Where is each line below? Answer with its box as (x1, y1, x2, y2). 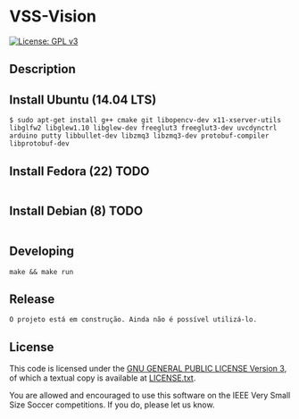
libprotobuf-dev (9, 139, 70, 148)
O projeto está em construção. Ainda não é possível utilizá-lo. (9, 315, 257, 324)
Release (9, 291, 55, 306)
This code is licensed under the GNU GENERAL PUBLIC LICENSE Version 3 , (9, 364, 287, 374)
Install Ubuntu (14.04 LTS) (9, 92, 157, 107)
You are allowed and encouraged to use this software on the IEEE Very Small (9, 390, 291, 401)
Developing (9, 244, 74, 259)
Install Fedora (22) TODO (9, 163, 150, 179)
